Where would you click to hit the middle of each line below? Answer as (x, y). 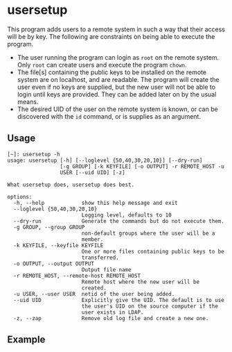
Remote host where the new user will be (140, 282)
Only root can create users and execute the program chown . (102, 65)
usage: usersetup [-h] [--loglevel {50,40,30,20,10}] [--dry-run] (105, 160)
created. (94, 288)
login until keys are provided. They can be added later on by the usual (117, 94)
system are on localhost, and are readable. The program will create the (118, 79)
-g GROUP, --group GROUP (49, 227)
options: (20, 196)
